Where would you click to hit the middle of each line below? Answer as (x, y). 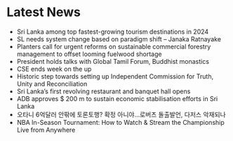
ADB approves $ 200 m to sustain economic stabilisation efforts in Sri (117, 98)
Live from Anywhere (46, 130)
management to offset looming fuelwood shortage (89, 54)
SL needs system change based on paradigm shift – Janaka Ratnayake (119, 39)
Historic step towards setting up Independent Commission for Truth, (115, 76)
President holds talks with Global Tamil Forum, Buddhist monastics (113, 61)
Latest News (44, 12)
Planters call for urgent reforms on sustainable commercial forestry (114, 46)
